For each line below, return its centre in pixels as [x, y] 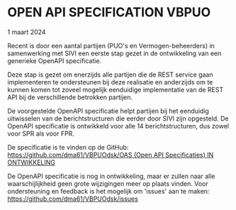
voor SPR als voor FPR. [41, 133]
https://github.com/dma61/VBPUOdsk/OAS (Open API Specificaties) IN [111, 155]
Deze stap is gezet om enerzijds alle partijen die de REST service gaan [110, 74]
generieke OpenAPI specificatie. [54, 60]
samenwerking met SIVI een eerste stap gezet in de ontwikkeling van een [114, 53]
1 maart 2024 [27, 32]
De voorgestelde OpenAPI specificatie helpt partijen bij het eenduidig [108, 111]
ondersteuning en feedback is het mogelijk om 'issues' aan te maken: [108, 191]
